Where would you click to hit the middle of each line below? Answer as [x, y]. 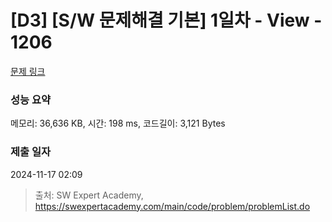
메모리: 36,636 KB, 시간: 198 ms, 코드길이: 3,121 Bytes [118, 123]
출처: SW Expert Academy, [89, 195]
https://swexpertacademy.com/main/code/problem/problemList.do [172, 206]
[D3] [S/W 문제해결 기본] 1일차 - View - [166, 20]
